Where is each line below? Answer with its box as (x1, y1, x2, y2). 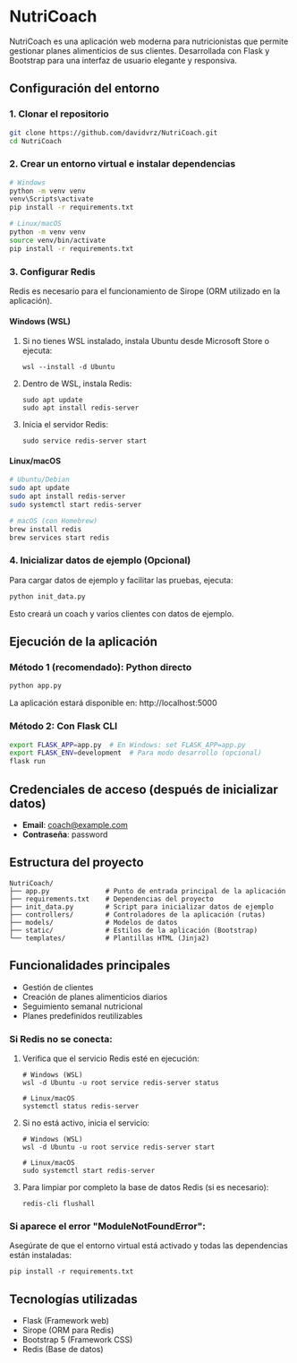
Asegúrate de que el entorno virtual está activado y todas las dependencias (9, 1240, 288, 1251)
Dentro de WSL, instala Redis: (21, 378, 132, 389)
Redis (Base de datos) (21, 1344, 105, 1354)
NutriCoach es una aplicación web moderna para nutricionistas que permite (9, 36, 289, 47)
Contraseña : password (21, 829, 108, 840)
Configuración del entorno (9, 81, 160, 96)
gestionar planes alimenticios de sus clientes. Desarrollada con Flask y (9, 45, 270, 56)
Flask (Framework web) (21, 1316, 110, 1325)
